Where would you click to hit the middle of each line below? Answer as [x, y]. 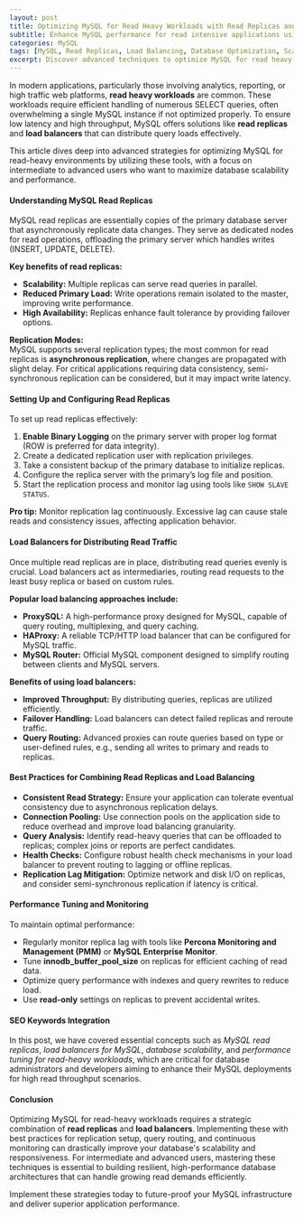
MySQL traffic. [49, 645]
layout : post [34, 18]
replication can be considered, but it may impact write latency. [175, 378]
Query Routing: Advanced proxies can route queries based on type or [153, 738]
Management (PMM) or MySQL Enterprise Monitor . [120, 952]
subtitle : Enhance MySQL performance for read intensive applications [145, 34]
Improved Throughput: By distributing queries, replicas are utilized [147, 699]
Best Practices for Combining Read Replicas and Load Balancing [132, 777]
